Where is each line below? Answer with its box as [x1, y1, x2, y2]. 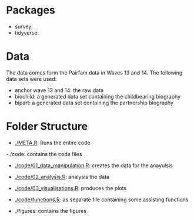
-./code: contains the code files [6, 150, 82, 157]
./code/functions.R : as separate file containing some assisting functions [14, 196, 189, 203]
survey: [14, 23, 34, 30]
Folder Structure [6, 120, 88, 133]
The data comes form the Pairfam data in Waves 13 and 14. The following [6, 69, 183, 76]
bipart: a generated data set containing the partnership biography [14, 99, 174, 106]
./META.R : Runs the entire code [14, 139, 91, 146]
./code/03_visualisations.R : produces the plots [14, 184, 127, 191]
